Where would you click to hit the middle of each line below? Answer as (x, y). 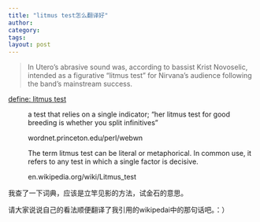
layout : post (30, 45)
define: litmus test (37, 99)
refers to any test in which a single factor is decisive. (113, 161)
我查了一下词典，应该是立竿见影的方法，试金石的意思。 (98, 193)
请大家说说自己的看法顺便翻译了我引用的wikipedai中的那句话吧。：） (119, 210)
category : (24, 30)
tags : (17, 37)
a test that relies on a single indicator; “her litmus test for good (129, 114)
